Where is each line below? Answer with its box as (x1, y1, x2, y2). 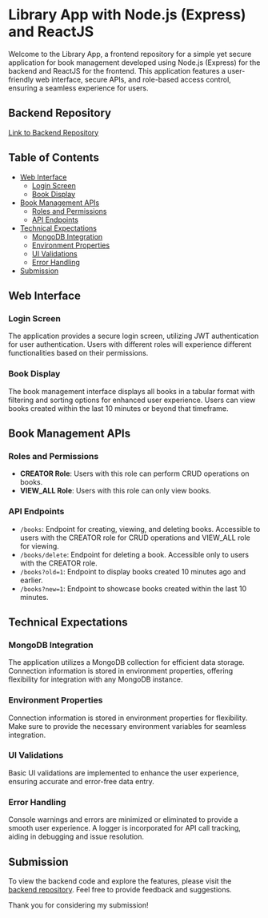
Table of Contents (8, 151, 100, 165)
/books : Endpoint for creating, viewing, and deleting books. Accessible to (19, 524, 261, 533)
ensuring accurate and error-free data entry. (8, 776, 154, 786)
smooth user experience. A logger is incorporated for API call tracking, (8, 823, 242, 833)
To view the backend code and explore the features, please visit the (8, 876, 232, 886)
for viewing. (19, 541, 60, 550)
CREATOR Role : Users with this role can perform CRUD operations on (19, 469, 250, 478)
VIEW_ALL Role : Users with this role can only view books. (19, 486, 212, 496)
